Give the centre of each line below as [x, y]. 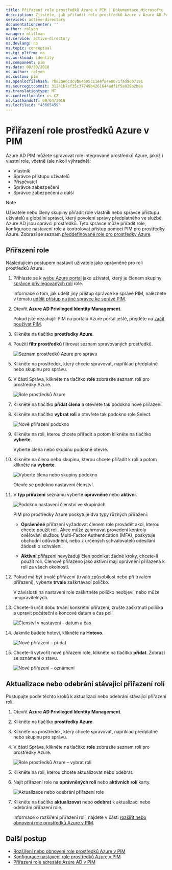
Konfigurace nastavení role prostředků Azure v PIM [67, 856]
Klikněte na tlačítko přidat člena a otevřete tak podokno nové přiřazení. [88, 404]
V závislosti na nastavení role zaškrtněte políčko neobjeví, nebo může [86, 592]
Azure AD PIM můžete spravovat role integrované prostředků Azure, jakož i [84, 156]
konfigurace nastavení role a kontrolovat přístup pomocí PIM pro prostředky [85, 229]
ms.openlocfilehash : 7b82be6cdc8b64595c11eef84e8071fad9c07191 [75, 81]
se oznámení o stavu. [35, 658]
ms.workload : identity [30, 58]
